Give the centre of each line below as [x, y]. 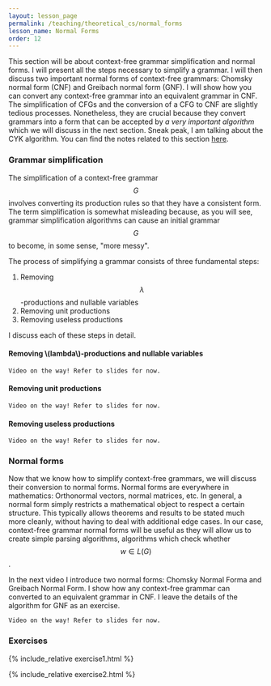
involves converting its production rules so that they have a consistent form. [135, 202]
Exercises [28, 641]
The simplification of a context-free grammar [83, 177]
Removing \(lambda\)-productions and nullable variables [106, 354]
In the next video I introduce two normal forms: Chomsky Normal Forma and [135, 580]
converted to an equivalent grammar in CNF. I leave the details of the [123, 597]
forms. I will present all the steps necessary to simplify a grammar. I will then [135, 70]
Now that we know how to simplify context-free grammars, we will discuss [133, 479]
